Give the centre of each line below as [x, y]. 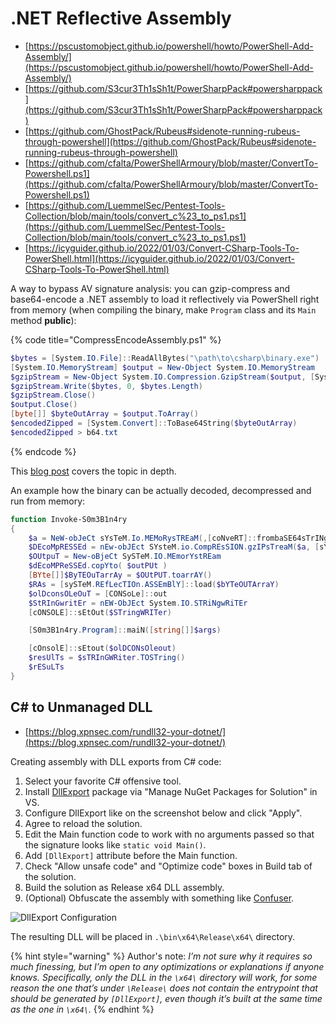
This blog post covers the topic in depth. [93, 471]
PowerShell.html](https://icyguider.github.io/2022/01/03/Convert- [159, 258]
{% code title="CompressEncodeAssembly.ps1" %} [116, 339]
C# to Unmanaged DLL [81, 707]
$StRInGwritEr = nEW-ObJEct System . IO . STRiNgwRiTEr [138, 603]
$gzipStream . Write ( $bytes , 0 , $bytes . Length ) [106, 386]
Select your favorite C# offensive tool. [103, 781]
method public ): [43, 320]
